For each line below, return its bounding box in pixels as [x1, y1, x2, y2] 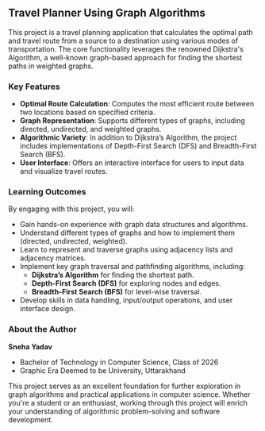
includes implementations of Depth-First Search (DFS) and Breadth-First [19, 141, 257, 151]
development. [8, 414, 53, 424]
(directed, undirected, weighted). [19, 237, 128, 246]
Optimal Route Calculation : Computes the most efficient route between [19, 99, 255, 109]
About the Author [8, 324, 77, 335]
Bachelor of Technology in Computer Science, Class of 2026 [19, 357, 219, 367]
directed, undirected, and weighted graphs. [19, 125, 162, 134]
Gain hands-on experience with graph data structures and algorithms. [19, 220, 248, 229]
